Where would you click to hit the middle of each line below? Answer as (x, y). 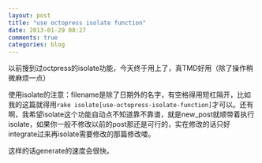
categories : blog (37, 45)
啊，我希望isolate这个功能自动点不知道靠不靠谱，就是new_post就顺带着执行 (131, 114)
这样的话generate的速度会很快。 (61, 151)
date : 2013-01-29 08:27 (47, 30)
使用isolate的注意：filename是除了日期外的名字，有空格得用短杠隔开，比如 (129, 94)
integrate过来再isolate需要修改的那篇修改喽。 (82, 134)
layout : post (30, 15)
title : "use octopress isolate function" (77, 23)
